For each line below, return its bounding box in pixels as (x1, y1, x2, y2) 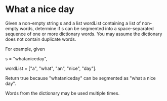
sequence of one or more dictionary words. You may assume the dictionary (5, 31, 162, 37)
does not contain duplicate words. (5, 36, 76, 42)
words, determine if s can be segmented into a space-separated (19, 25, 154, 31)
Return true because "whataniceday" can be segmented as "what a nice (5, 75, 156, 81)
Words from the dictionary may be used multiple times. (5, 90, 120, 96)
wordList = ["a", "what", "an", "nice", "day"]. (5, 65, 97, 71)
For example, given (5, 46, 46, 52)
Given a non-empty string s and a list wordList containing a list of (5, 20, 141, 26)
